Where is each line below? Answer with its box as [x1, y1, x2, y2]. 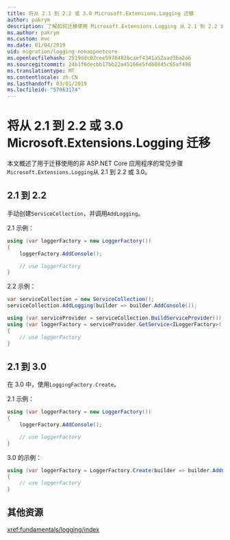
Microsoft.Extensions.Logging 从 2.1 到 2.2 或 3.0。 [7, 168, 151, 176]
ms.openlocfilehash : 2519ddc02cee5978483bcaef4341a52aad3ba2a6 [7, 55, 192, 62]
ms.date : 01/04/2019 [7, 42, 66, 49]
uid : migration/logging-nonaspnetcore [7, 49, 118, 56]
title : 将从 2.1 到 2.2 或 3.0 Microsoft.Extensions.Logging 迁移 [7, 10, 194, 17]
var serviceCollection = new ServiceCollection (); [7, 296, 155, 303]
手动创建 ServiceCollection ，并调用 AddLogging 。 [7, 209, 144, 217]
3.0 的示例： [7, 453, 42, 461]
